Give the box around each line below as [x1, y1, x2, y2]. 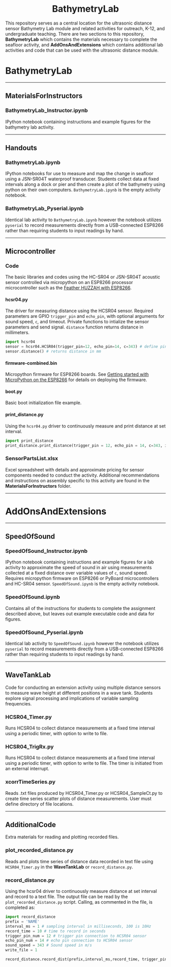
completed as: [5, 905, 36, 911]
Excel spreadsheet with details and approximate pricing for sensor [5, 466, 144, 473]
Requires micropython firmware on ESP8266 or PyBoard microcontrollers [5, 575, 159, 581]
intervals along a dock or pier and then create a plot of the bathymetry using [5, 181, 165, 187]
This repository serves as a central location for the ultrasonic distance [5, 20, 152, 26]
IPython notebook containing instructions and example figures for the [5, 119, 151, 125]
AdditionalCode [5, 820, 56, 829]
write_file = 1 [5, 948, 38, 953]
